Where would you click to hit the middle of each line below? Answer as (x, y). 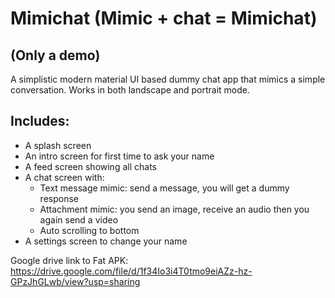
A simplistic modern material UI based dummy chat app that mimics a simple (168, 79)
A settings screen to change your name (106, 241)
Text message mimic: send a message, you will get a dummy (164, 188)
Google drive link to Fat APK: (69, 260)
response (59, 198)
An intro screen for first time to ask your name (119, 156)
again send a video (79, 219)
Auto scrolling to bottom (89, 230)
